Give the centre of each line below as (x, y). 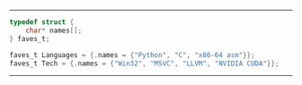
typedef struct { (42, 22)
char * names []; (54, 30)
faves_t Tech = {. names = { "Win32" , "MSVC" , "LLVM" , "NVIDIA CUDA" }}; (144, 64)
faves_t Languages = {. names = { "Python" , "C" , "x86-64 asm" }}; (132, 55)
